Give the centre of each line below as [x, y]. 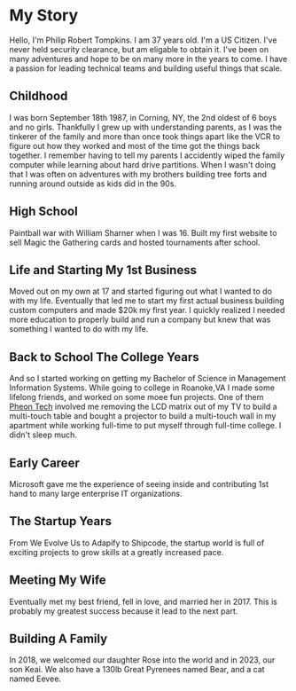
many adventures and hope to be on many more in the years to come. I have [148, 59]
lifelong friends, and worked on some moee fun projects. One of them [136, 397]
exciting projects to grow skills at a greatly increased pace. [117, 552]
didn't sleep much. [43, 435]
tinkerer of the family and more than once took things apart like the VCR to [145, 136]
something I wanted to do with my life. [79, 329]
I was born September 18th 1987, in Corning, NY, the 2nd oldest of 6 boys [143, 117]
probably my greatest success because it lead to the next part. [124, 611]
